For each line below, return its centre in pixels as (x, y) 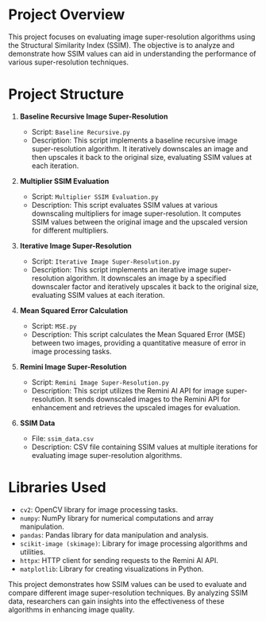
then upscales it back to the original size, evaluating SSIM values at (142, 157)
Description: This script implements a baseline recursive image (135, 140)
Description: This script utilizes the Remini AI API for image (128, 390)
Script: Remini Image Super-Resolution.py (100, 382)
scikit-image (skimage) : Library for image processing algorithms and (133, 543)
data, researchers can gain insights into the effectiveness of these (116, 601)
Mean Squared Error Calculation (74, 310)
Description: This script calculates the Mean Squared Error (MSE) (139, 334)
